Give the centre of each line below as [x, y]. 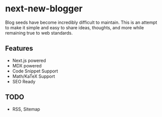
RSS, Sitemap [26, 109]
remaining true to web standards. [39, 33]
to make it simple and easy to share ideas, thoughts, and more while [75, 27]
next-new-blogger [44, 9]
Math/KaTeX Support [34, 76]
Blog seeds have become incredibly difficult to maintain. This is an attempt [81, 22]
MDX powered [27, 65]
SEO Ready [24, 81]
